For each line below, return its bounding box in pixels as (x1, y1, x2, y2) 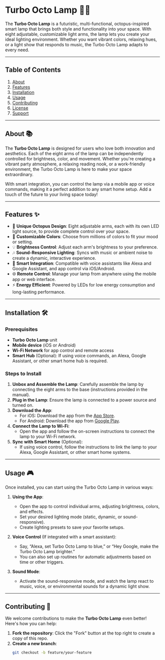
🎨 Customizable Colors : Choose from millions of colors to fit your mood (12, 234, 158, 240)
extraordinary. (5, 171, 33, 177)
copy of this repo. (12, 635, 48, 641)
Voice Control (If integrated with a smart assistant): (12, 534, 117, 540)
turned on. (12, 402, 33, 408)
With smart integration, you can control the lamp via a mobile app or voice (5, 181, 155, 187)
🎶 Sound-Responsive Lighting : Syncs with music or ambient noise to (12, 250, 153, 255)
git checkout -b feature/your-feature (12, 650, 92, 655)
